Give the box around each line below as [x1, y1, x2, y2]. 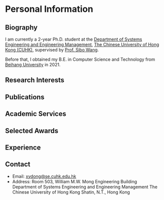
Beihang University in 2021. [5, 62, 61, 67]
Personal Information [5, 3, 94, 15]
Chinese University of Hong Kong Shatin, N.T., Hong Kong [12, 189, 131, 195]
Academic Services [5, 110, 66, 118]
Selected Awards [5, 126, 59, 135]
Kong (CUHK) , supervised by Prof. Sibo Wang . [5, 47, 99, 52]
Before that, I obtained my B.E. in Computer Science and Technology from [5, 56, 155, 62]
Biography [5, 23, 38, 32]
